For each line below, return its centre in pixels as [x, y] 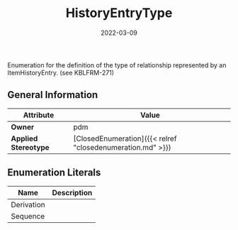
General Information [53, 95]
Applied [24, 138]
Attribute [39, 115]
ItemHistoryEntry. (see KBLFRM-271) [61, 72]
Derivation [28, 204]
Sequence [28, 216]
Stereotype [30, 147]
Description [72, 192]
